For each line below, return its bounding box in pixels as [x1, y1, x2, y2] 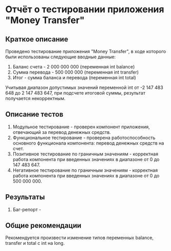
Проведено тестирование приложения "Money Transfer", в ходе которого [5, 49, 166, 54]
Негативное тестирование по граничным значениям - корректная [12, 167, 158, 173]
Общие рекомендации [5, 221, 82, 230]
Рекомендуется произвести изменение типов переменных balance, [5, 235, 154, 241]
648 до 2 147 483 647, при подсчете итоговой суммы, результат [5, 90, 146, 96]
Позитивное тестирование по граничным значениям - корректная [12, 151, 159, 157]
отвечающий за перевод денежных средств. [12, 129, 111, 135]
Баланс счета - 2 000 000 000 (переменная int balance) [12, 64, 135, 70]
